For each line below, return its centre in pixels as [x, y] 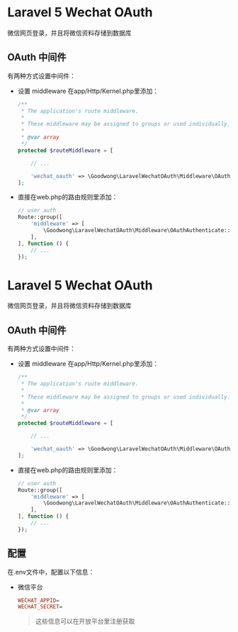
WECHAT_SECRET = [40, 607]
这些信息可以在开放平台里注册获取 [85, 621]
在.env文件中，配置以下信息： [51, 572]
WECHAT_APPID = [38, 600]
